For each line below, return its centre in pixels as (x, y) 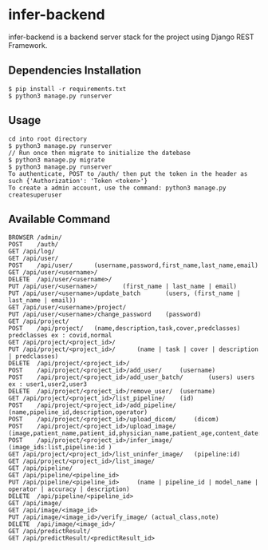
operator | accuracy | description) (69, 489)
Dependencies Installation (75, 71)
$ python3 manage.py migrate (57, 160)
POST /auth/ (33, 245)
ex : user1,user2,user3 (48, 385)
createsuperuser (35, 195)
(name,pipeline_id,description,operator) (78, 412)
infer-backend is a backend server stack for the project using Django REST (131, 37)
